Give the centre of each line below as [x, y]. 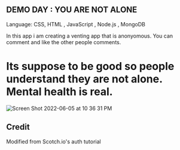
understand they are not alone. [84, 79]
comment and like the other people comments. [64, 42]
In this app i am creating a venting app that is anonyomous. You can [90, 36]
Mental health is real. [60, 91]
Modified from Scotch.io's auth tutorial [54, 141]
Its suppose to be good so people [90, 66]
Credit [18, 127]
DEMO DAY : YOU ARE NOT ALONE [72, 10]
